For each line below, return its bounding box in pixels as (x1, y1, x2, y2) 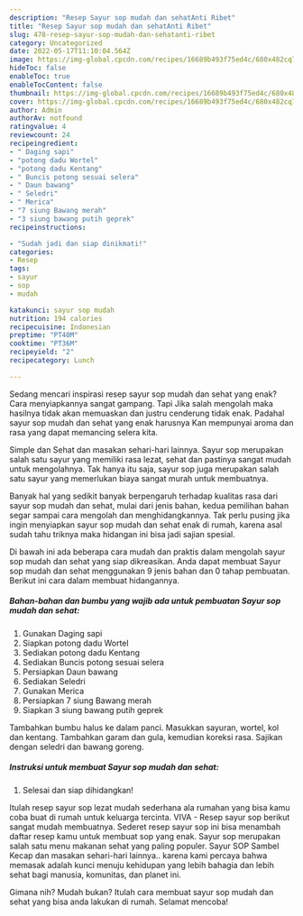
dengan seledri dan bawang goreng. (9, 741, 144, 752)
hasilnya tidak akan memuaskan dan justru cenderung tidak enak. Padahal (9, 408, 285, 418)
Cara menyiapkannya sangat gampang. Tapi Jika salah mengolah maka (9, 398, 273, 408)
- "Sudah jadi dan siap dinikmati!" (9, 239, 147, 248)
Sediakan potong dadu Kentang (22, 646, 140, 658)
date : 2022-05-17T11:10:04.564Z (9, 47, 131, 56)
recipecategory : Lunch (9, 356, 95, 365)
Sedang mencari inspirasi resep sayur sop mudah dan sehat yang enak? (9, 389, 278, 399)
